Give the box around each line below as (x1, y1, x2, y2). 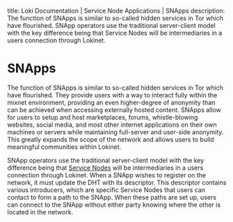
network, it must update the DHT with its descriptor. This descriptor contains (7, 178, 227, 187)
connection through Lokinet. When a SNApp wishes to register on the (7, 171, 207, 179)
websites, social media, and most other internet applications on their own (7, 120, 217, 129)
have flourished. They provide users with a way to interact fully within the (7, 90, 218, 99)
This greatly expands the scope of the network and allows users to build (7, 135, 214, 143)
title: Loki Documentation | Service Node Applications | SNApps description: (7, 7, 225, 15)
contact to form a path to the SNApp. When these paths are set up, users (7, 193, 217, 201)
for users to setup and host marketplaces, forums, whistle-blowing (7, 113, 198, 121)
